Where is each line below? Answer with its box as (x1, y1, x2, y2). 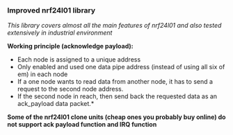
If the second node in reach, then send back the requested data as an (17, 92, 218, 100)
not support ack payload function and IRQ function (7, 120, 157, 129)
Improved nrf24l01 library (7, 6, 96, 15)
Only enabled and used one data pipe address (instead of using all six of (17, 63, 225, 71)
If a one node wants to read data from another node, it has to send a (17, 78, 214, 86)
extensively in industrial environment (7, 28, 113, 37)
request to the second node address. (17, 85, 124, 93)
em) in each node (17, 70, 68, 78)
